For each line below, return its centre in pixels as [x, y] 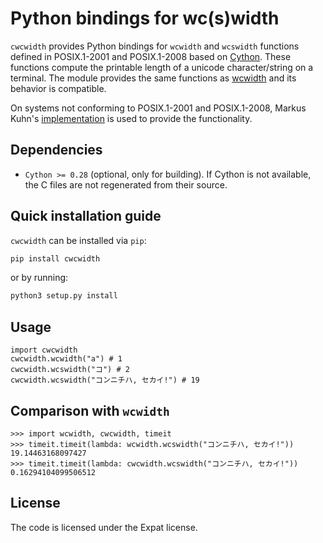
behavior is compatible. [58, 88]
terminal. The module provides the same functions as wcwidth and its [153, 78]
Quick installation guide [86, 216]
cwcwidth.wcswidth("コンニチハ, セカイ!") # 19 [105, 380]
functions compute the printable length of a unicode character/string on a [162, 67]
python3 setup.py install [64, 296]
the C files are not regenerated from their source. [126, 184]
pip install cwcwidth [55, 258]
